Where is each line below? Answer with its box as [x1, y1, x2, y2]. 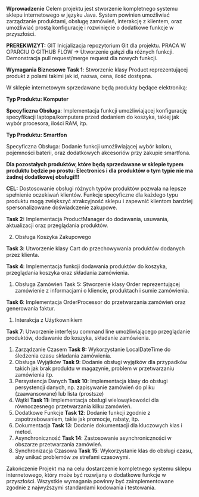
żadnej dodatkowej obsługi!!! [6, 173, 80, 181]
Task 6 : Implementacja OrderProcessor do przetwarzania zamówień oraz [6, 299, 186, 306]
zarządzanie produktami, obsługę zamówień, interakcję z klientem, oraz [6, 18, 182, 24]
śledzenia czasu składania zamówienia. [14, 352, 112, 359]
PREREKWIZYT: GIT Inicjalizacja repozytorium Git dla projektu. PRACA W [6, 42, 186, 49]
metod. [14, 428, 33, 435]
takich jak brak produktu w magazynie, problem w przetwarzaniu [14, 365, 175, 372]
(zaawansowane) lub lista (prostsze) [14, 390, 104, 397]
